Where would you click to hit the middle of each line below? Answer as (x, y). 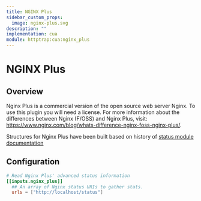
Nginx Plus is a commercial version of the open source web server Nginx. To (101, 106)
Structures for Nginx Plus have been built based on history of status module (100, 136)
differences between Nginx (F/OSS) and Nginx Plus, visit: (77, 118)
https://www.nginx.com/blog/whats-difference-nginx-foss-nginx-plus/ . (94, 125)
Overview (25, 91)
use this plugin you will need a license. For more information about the (93, 112)
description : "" (26, 28)
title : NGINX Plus (29, 12)
